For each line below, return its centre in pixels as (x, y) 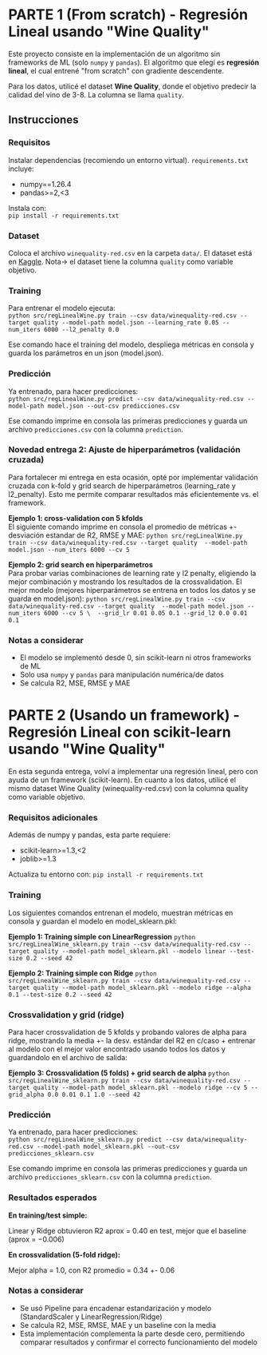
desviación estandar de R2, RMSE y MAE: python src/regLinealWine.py (126, 535)
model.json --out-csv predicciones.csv (114, 406)
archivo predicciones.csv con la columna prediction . (96, 429)
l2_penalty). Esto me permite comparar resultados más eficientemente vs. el (133, 494)
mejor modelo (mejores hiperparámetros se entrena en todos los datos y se (132, 590)
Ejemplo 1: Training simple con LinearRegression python (102, 936)
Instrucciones (43, 120)
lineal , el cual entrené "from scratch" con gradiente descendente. (116, 70)
